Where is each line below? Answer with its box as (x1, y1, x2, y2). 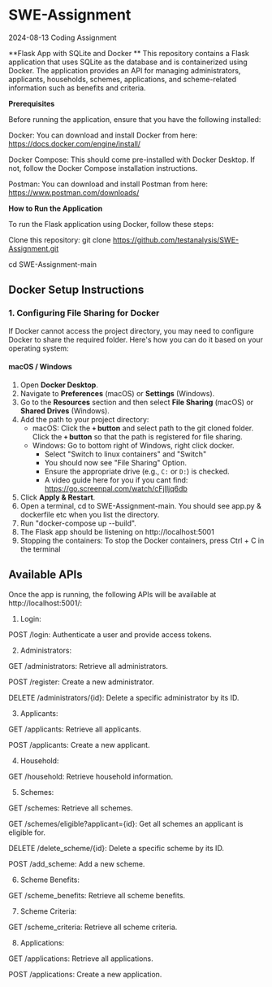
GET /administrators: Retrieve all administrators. (8, 661, 169, 670)
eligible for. (8, 828, 46, 837)
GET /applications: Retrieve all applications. (8, 954, 154, 963)
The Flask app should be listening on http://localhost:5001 (19, 526, 215, 536)
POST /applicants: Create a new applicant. (8, 740, 150, 749)
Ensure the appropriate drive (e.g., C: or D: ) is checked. (44, 466, 230, 476)
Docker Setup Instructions (8, 283, 145, 297)
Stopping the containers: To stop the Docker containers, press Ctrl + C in (19, 535, 265, 545)
